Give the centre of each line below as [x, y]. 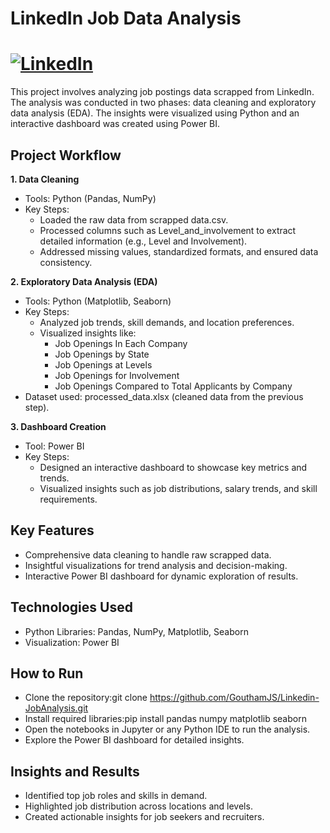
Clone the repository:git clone [86, 698]
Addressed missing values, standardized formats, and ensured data [179, 251]
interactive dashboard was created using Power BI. [115, 124]
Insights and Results [75, 771]
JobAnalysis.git [56, 708]
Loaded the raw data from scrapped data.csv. [134, 219]
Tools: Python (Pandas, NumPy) [90, 198]
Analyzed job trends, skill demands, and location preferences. [167, 322]
